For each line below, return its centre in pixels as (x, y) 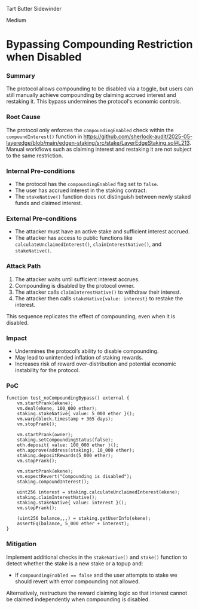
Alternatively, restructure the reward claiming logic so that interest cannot (97, 593)
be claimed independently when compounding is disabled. (78, 599)
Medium (16, 20)
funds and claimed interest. (48, 203)
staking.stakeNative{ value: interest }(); (72, 503)
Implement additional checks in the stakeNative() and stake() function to (97, 557)
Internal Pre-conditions (41, 171)
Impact (17, 338)
